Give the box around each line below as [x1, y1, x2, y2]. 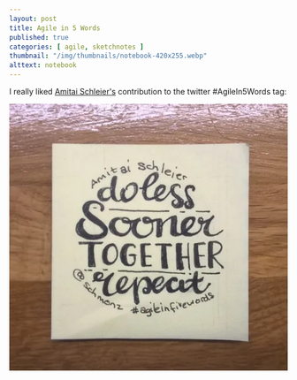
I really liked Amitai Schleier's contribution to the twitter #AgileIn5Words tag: [9, 87, 287, 96]
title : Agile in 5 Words [9, 23, 101, 33]
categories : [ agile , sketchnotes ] [9, 42, 144, 51]
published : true [9, 33, 69, 42]
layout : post [9, 14, 57, 23]
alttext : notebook [9, 61, 77, 70]
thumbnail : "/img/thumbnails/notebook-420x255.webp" [9, 51, 208, 61]
